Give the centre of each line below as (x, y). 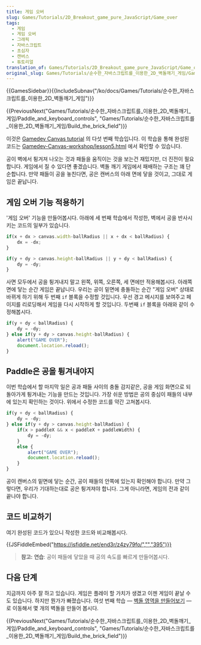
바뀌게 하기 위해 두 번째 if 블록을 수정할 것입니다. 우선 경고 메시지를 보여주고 (96, 297)
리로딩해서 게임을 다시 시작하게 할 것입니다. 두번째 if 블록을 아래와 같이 (105, 305)
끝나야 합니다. (22, 496)
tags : (13, 23)
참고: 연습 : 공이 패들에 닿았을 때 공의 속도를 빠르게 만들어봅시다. (95, 557)
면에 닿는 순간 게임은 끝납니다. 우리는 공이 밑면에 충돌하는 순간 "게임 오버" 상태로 (100, 290)
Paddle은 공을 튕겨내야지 (50, 371)
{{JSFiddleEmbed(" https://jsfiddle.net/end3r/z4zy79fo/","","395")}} (89, 544)
